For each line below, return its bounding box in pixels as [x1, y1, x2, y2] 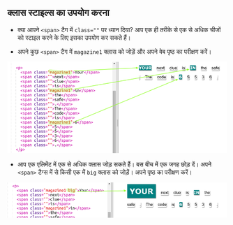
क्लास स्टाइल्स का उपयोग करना [7, 7, 110, 19]
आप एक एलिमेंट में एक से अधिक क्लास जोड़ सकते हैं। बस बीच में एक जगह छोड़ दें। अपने [17, 160, 212, 168]
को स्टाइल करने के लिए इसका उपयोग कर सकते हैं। [17, 33, 131, 42]
